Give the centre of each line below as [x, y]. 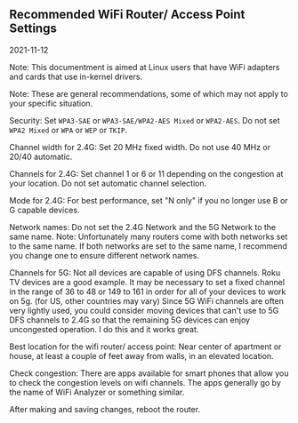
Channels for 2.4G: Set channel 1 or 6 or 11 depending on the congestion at [146, 173]
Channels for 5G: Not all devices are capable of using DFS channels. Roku [145, 272]
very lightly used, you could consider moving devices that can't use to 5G [144, 310]
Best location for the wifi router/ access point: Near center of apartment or [145, 347]
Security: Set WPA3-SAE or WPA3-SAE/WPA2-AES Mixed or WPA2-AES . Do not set [145, 120]
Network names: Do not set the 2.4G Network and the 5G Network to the [143, 227]
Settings [33, 29]
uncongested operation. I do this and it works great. [104, 329]
